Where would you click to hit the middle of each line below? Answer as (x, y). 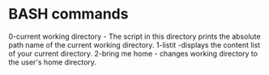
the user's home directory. (53, 62)
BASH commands (68, 14)
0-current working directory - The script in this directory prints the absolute (134, 36)
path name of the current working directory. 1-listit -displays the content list (134, 44)
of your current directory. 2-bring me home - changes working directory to (133, 53)
